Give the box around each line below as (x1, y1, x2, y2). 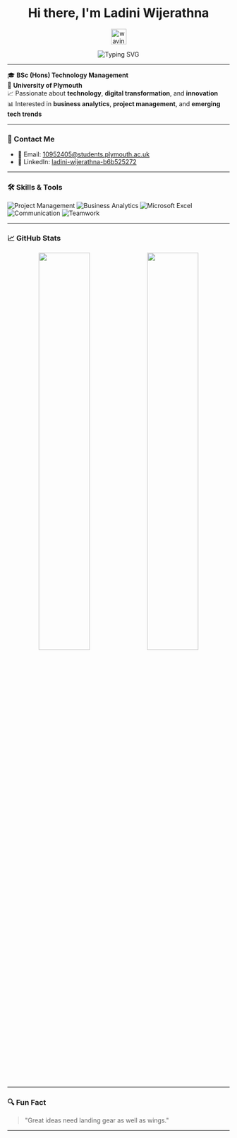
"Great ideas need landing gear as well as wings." (24, 1116, 169, 1125)
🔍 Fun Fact (7, 1097, 47, 1107)
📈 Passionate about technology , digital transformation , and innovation (7, 88, 219, 97)
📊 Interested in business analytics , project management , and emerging (7, 99, 221, 108)
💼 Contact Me (7, 134, 55, 144)
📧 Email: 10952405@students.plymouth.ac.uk (17, 150, 150, 159)
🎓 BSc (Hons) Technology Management (7, 71, 129, 79)
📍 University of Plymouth (7, 81, 83, 89)
